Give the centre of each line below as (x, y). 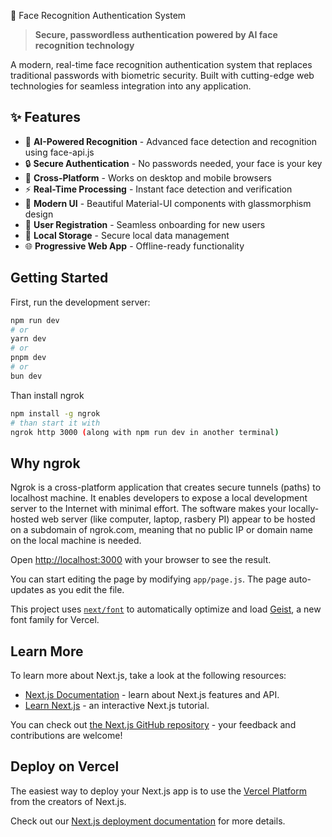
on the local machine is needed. (76, 541)
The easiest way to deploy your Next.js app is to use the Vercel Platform (159, 791)
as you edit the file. (85, 590)
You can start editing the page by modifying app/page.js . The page (148, 579)
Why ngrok (45, 463)
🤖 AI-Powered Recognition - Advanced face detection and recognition (171, 141)
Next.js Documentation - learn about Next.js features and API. (152, 694)
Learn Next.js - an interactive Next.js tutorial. (117, 705)
